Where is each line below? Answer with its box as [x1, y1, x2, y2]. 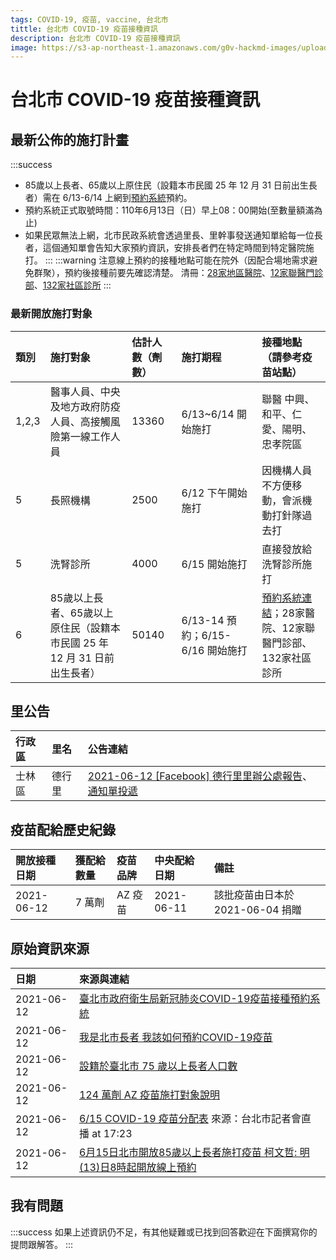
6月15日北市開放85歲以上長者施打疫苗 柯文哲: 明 [78, 1145, 310, 1159]
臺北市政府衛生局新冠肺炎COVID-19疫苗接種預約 [78, 991, 311, 1005]
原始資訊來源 [10, 940, 90, 957]
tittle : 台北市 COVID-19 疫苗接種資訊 [10, 24, 158, 34]
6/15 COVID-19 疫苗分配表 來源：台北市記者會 [78, 1111, 302, 1125]
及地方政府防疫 [49, 399, 121, 413]
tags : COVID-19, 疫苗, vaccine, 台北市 [10, 14, 169, 25]
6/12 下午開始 [181, 486, 248, 500]
